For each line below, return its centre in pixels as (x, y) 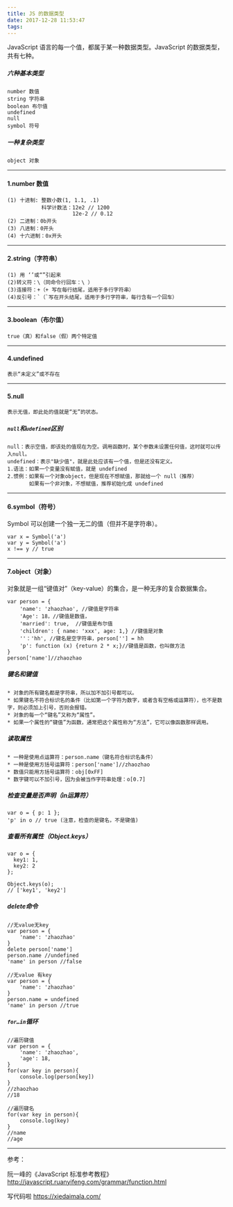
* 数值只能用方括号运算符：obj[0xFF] (55, 772)
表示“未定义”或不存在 (34, 374)
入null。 (19, 454)
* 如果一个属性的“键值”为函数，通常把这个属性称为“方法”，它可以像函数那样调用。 (110, 722)
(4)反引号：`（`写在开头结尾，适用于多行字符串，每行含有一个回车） (93, 297)
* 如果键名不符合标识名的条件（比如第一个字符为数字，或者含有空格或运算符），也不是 (112, 700)
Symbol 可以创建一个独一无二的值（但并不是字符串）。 (84, 523)
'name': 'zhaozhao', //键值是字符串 (69, 609)
